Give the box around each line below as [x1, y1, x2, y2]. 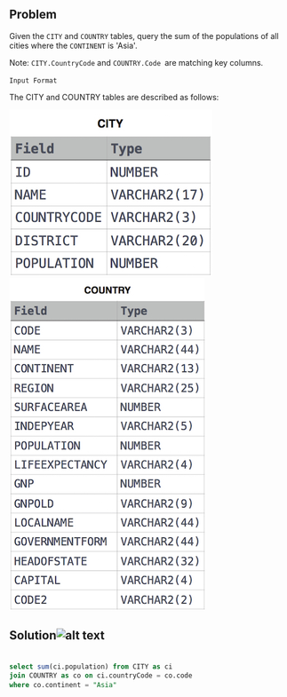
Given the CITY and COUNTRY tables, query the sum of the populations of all [9, 30, 279, 41]
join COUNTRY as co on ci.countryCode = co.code [9, 671, 193, 680]
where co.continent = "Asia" [9, 681, 117, 690]
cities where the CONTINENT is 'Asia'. [9, 40, 138, 51]
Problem [9, 7, 58, 22]
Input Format [9, 75, 58, 85]
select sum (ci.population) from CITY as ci [9, 661, 173, 671]
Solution [9, 628, 57, 643]
